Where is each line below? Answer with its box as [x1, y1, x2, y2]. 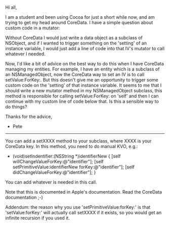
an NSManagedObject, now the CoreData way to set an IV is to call [5, 71, 145, 78]
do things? [5, 104, 27, 109]
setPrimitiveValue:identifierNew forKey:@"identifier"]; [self [12, 164, 135, 170]
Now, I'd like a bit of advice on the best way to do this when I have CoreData [5, 61, 164, 66]
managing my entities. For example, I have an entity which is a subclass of [5, 66, 160, 72]
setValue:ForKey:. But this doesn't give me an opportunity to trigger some [5, 77, 158, 83]
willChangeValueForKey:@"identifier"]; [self [12, 159, 104, 164]
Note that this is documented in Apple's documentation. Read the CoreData [5, 189, 162, 195]
